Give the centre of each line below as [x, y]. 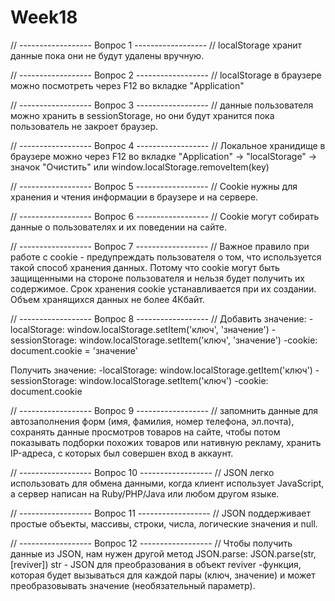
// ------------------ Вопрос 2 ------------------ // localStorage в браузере [166, 75]
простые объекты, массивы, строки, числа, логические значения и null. [164, 523]
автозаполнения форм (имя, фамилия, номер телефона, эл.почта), [152, 421]
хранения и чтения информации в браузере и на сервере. [134, 197]
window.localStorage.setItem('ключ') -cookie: [174, 380]
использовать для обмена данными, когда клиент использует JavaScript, [167, 483]
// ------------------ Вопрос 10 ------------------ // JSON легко [142, 472]
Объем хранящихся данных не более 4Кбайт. [107, 299]
